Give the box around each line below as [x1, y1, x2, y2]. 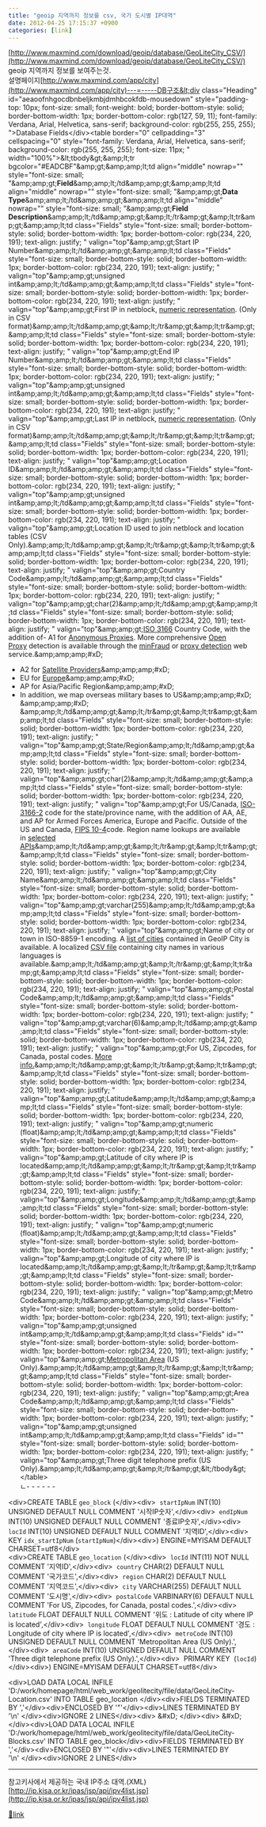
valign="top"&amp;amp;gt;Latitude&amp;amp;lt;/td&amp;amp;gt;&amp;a [19, 1094, 256, 1103]
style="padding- [195, 94, 249, 104]
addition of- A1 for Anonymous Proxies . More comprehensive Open [8, 632, 227, 642]
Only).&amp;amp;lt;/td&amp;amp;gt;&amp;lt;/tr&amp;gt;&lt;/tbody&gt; [19, 1464, 247, 1473]
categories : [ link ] [8, 26, 73, 34]
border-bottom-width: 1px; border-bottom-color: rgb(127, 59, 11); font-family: [8, 112, 257, 121]
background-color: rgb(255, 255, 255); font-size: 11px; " [8, 145, 190, 154]
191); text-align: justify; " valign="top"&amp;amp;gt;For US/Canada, [19, 800, 239, 809]
